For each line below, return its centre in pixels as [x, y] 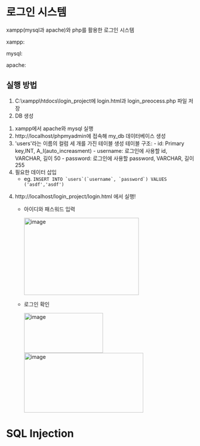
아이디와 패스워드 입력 [50, 209]
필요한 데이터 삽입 [36, 172]
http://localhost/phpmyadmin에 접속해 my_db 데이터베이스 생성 [90, 136]
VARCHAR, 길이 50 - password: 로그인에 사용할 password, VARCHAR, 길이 [104, 158]
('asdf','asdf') [44, 184]
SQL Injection [40, 433]
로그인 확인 [36, 304]
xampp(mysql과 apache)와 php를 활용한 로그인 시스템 [70, 30]
